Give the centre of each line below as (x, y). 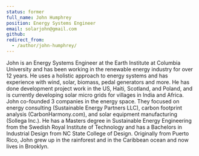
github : (16, 34)
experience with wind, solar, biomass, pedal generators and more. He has (98, 82)
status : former (25, 12)
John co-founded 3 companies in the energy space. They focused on (93, 101)
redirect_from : (25, 40)
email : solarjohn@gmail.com (42, 29)
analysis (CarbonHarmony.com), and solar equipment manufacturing (92, 114)
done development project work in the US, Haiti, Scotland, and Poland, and (99, 88)
